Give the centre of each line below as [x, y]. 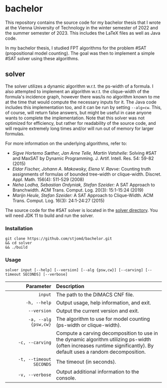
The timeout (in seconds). [86, 362]
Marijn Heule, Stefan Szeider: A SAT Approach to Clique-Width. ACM [83, 195]
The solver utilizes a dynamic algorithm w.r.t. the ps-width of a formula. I [79, 86]
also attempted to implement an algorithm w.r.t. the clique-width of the [77, 91]
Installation [19, 228]
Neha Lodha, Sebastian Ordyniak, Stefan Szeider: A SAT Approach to [83, 185]
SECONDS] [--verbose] [45, 275]
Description [70, 287]
